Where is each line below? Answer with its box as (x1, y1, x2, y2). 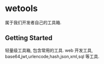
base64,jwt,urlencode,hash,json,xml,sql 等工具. (5, 53, 100, 59)
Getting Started (5, 34, 53, 42)
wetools (5, 3, 38, 14)
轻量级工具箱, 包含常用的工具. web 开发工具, (5, 47, 93, 53)
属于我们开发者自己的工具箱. (5, 19, 62, 25)
